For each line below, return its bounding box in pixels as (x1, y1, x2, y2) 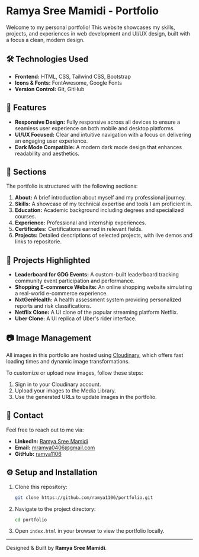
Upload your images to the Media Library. (14, 387, 117, 394)
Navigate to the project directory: (14, 505, 96, 513)
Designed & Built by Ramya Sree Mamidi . (6, 545, 107, 552)
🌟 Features (6, 102, 47, 113)
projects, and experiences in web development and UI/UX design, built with (6, 30, 191, 37)
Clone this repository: (14, 483, 68, 490)
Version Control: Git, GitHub (14, 85, 85, 92)
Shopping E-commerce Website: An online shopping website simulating (14, 284, 192, 291)
